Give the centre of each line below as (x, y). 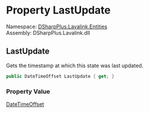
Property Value (28, 91)
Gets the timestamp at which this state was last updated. (75, 65)
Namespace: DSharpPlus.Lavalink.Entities (57, 26)
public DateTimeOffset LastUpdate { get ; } (60, 76)
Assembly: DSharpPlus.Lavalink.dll (48, 32)
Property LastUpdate (58, 10)
